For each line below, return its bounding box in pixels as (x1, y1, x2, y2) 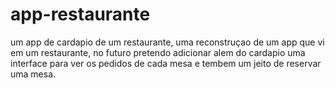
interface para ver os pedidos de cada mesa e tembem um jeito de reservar (10, 57, 322, 69)
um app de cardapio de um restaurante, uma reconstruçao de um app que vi (10, 36, 325, 48)
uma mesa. (10, 68, 57, 80)
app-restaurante (10, 3, 151, 26)
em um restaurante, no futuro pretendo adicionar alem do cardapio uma (10, 46, 306, 58)
